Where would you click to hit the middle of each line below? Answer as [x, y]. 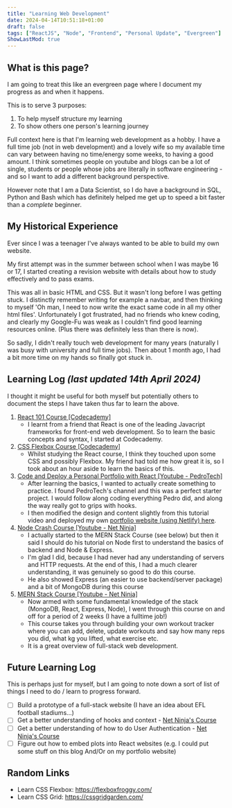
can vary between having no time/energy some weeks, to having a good [110, 154]
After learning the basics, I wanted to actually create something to [122, 483]
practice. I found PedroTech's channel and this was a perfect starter [124, 490]
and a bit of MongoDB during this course [86, 586]
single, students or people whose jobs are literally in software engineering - [115, 169]
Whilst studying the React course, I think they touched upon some [122, 454]
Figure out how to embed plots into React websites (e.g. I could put [113, 743]
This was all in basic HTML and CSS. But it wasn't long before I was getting [114, 292]
